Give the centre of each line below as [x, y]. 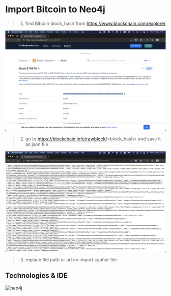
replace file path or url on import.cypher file [71, 259]
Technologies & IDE [36, 276]
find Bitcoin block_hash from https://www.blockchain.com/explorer [95, 23]
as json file [37, 144]
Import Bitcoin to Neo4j [55, 9]
